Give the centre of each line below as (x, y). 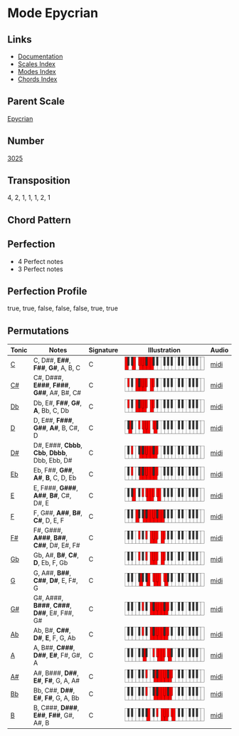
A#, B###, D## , (56, 673)
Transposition (39, 180)
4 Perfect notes (41, 261)
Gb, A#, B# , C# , (56, 555)
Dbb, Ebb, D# (53, 461)
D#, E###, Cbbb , (58, 446)
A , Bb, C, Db (51, 410)
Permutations (38, 331)
